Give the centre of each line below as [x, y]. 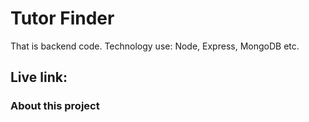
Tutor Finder [62, 18]
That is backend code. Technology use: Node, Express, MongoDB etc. [155, 46]
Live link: [39, 77]
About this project [55, 106]
